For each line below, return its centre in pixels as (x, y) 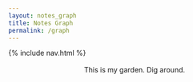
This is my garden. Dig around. (135, 70)
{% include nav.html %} (47, 53)
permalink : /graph (39, 30)
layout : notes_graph (43, 16)
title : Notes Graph (41, 23)
